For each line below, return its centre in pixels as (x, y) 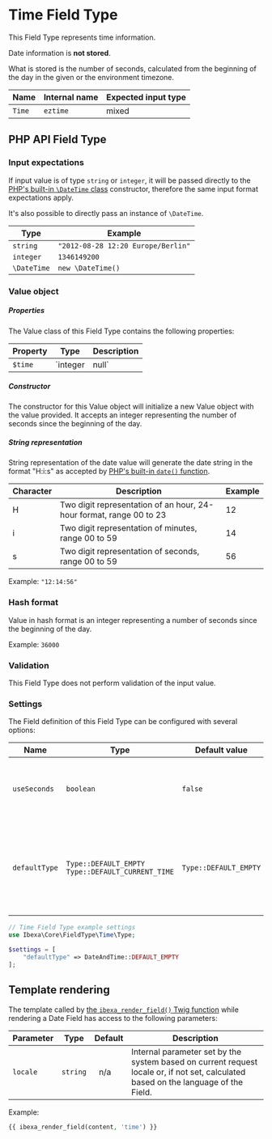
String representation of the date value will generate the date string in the (131, 463)
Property (30, 351)
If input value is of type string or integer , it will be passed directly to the (130, 180)
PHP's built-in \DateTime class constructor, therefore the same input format (134, 188)
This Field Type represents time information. (82, 37)
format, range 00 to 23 (123, 515)
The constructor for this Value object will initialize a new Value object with (131, 407)
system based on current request (194, 1061)
